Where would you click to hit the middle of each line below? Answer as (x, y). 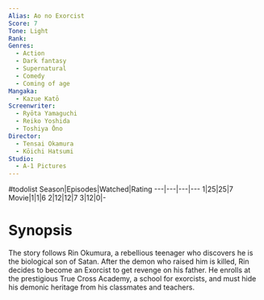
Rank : (17, 38)
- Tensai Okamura (45, 144)
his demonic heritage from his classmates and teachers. (102, 287)
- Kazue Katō (38, 99)
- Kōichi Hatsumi (45, 151)
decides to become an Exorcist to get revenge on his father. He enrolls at (130, 270)
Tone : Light (28, 31)
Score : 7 (23, 23)
